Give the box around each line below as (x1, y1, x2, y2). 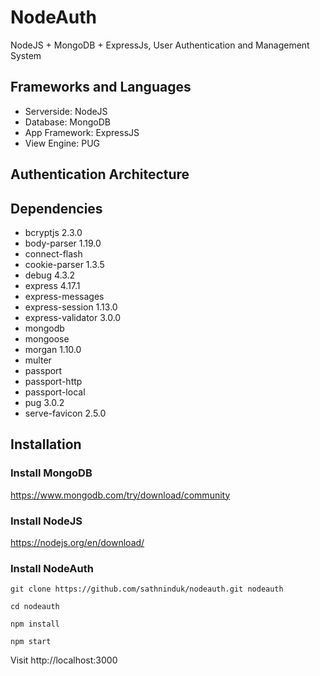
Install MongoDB (10, 466, 93, 480)
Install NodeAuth (10, 561, 94, 575)
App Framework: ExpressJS (24, 126, 140, 138)
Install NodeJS (10, 514, 83, 528)
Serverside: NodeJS (24, 105, 108, 117)
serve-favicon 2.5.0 (24, 407, 107, 419)
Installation (10, 436, 82, 453)
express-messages (24, 290, 105, 302)
